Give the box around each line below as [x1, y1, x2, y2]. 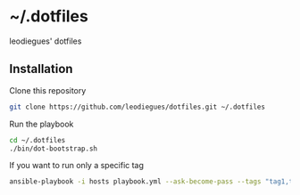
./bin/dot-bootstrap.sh [9, 144, 98, 153]
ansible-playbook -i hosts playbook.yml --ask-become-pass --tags [9, 177, 262, 186]
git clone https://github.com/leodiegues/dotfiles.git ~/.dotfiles [9, 102, 266, 111]
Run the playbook [9, 118, 74, 129]
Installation [9, 61, 73, 77]
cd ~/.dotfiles [9, 135, 66, 144]
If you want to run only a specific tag [9, 160, 145, 171]
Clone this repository [9, 85, 87, 95]
